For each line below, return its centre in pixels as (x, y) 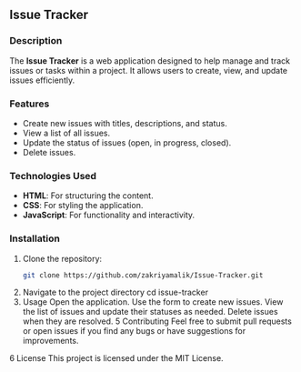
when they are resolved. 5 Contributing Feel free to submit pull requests (157, 321)
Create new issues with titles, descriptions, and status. (125, 123)
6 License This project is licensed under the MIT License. (117, 358)
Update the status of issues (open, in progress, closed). (127, 142)
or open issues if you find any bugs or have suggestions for (134, 331)
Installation (35, 238)
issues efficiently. (42, 80)
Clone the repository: (62, 258)
